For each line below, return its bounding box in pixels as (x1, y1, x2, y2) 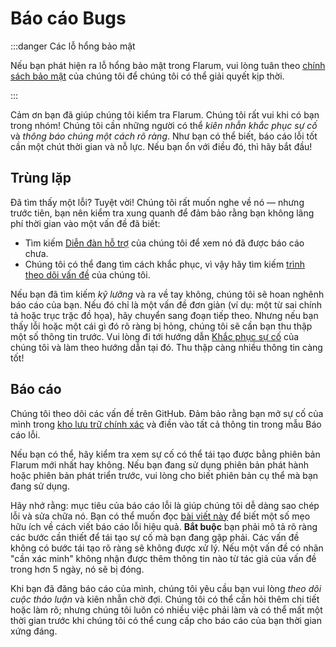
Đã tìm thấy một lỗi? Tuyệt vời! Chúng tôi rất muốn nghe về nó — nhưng (10, 196, 305, 208)
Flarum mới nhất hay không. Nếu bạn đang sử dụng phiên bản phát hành (10, 458, 309, 471)
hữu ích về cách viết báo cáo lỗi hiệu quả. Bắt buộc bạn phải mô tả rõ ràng (10, 520, 318, 532)
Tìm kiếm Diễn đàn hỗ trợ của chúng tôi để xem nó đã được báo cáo (24, 237, 305, 249)
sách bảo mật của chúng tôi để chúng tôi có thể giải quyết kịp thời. (10, 70, 285, 82)
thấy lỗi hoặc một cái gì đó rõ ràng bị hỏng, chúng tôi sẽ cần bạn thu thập (10, 320, 313, 332)
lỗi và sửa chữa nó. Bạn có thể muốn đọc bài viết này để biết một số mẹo (10, 510, 311, 522)
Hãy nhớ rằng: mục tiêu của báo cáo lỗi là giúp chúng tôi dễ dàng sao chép (10, 499, 320, 511)
